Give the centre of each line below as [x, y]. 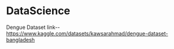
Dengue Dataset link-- [33, 27]
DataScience [38, 11]
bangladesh [21, 40]
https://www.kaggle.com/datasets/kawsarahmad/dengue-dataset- [87, 33]
